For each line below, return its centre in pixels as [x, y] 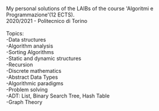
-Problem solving [27, 90]
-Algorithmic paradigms [35, 83]
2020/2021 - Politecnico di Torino [47, 21]
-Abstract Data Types [32, 77]
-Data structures [26, 40]
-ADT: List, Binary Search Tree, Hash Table [58, 96]
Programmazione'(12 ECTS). [40, 15]
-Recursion [20, 65]
